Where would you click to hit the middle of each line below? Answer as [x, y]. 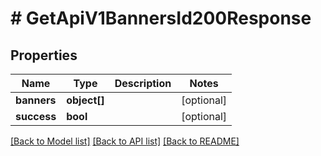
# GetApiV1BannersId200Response [161, 18]
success [36, 116]
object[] [85, 100]
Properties [44, 55]
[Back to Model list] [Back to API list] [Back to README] [125, 141]
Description [143, 83]
